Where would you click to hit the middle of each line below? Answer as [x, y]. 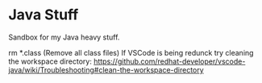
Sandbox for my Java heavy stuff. [64, 37]
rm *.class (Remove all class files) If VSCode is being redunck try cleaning [131, 52]
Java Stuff [44, 15]
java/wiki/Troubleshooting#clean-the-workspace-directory [106, 69]
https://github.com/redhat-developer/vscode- [170, 61]
